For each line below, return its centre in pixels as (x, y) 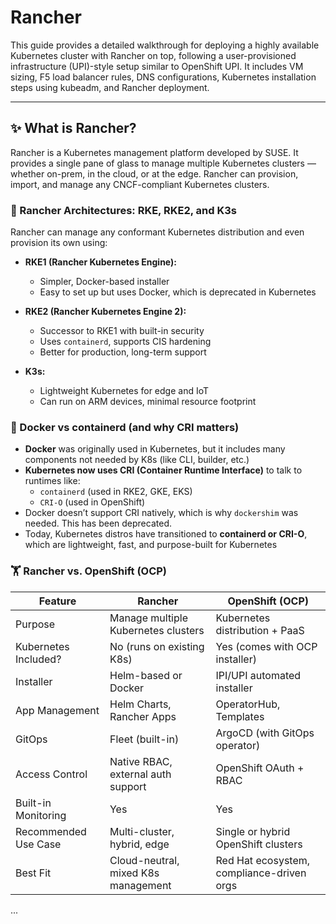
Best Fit (33, 873)
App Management (57, 710)
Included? (38, 659)
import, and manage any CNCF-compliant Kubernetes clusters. (140, 184)
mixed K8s (134, 873)
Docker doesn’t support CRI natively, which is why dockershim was (161, 513)
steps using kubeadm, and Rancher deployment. (110, 87)
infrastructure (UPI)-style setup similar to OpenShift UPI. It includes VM (157, 66)
